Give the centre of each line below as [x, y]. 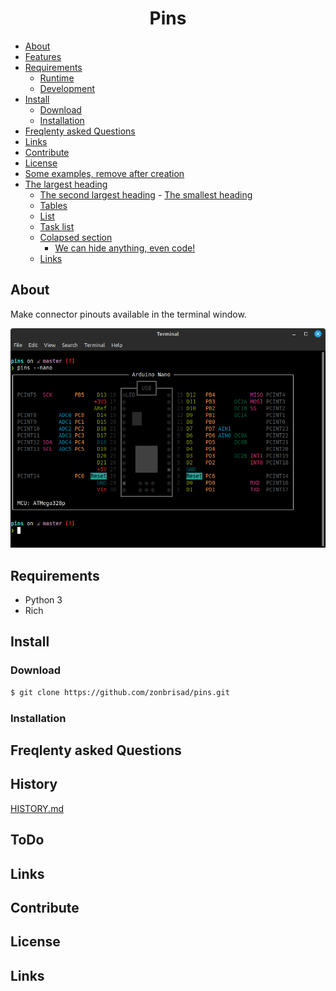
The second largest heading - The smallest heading [146, 194]
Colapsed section [76, 237]
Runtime [57, 78]
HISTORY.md [37, 808]
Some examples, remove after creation [104, 173]
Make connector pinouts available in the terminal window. [128, 314]
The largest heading [66, 184]
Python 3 [43, 600]
